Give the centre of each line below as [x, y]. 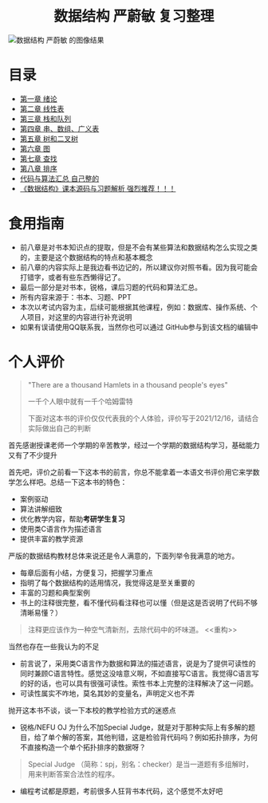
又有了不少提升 [33, 455]
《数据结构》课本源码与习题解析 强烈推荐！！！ [98, 188]
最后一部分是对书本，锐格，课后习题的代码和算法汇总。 [110, 287]
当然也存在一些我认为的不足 [54, 646]
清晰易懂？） [41, 612]
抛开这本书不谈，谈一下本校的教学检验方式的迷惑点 [92, 710]
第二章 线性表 [42, 108]
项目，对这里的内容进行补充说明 [79, 317]
